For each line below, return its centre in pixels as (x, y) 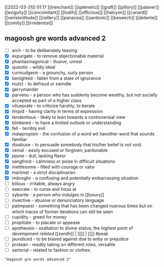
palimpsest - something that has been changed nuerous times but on (82, 206)
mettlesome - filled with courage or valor (53, 167)
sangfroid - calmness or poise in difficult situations (63, 161)
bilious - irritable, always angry (43, 184)
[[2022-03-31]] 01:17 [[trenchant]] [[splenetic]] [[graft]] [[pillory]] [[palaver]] (82, 7)
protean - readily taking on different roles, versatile (63, 244)
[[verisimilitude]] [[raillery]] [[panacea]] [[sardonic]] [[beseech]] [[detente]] (81, 18)
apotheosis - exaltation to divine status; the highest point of (72, 228)
